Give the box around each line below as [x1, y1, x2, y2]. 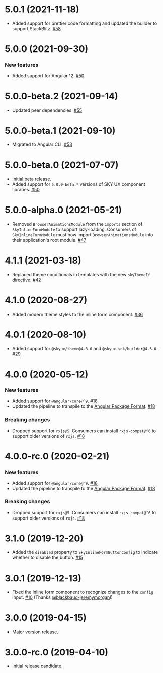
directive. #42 [12, 277, 41, 283]
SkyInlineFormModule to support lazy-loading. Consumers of [12, 226, 137, 233]
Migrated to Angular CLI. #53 [12, 141, 72, 147]
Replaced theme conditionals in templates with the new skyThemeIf [12, 272, 150, 278]
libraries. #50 [12, 187, 40, 193]
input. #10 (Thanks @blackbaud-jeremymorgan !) [12, 594, 113, 600]
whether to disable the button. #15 [12, 554, 84, 561]
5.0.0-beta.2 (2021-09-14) [5, 90, 119, 102]
